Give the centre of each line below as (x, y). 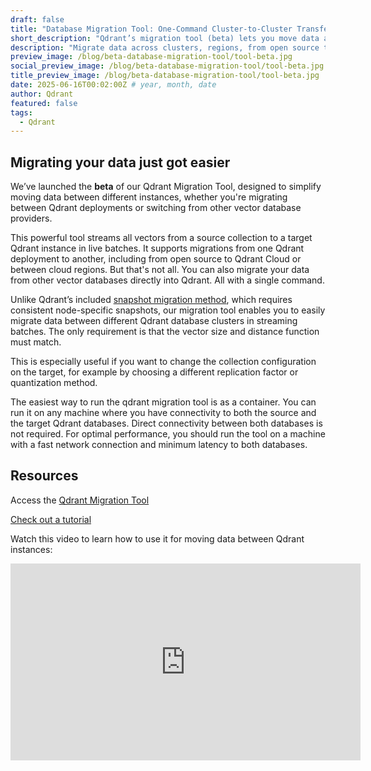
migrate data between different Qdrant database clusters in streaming (154, 321)
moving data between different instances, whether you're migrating (149, 197)
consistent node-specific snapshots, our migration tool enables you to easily (168, 310)
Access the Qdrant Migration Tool (80, 500)
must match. (36, 342)
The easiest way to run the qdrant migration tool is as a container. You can (163, 402)
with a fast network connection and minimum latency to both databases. (159, 445)
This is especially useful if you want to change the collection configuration (163, 362)
